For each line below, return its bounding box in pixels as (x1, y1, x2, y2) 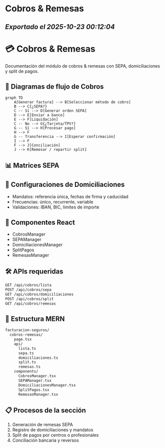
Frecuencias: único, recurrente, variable (12, 199, 94, 205)
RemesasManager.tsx (18, 392, 58, 397)
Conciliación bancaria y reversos (12, 437, 79, 444)
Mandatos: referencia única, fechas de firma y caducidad (12, 193, 129, 200)
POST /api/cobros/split (5, 296, 54, 301)
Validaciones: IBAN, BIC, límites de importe (12, 204, 99, 210)
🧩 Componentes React (5, 218, 75, 227)
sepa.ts (18, 350, 34, 355)
